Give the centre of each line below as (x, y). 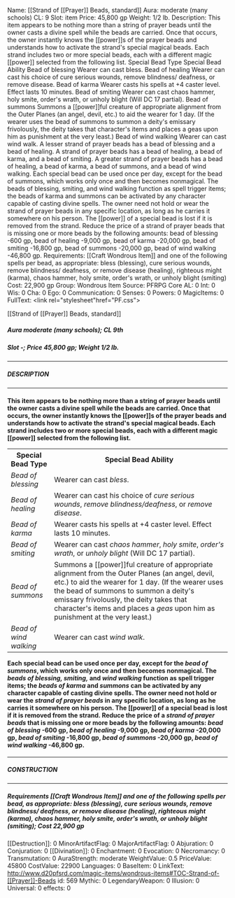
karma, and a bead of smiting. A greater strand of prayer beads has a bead (115, 159)
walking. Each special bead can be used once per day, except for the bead (115, 174)
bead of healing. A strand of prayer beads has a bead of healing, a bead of (115, 151)
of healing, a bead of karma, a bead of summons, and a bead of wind (107, 166)
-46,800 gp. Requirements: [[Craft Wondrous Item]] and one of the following (117, 255)
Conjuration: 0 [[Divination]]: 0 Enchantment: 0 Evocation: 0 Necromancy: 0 (116, 851)
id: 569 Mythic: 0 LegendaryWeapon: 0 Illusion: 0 (128, 881)
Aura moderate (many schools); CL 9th (65, 330)
